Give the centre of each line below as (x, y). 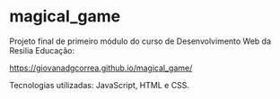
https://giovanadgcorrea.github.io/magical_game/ (101, 68)
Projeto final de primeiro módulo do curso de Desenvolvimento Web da (140, 41)
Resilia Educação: (42, 50)
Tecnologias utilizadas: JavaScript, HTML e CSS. (100, 85)
